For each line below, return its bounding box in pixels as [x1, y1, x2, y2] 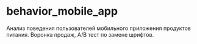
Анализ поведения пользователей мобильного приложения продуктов [6, 24, 191, 32]
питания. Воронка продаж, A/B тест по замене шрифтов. [6, 31, 154, 38]
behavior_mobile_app [6, 4, 118, 18]
